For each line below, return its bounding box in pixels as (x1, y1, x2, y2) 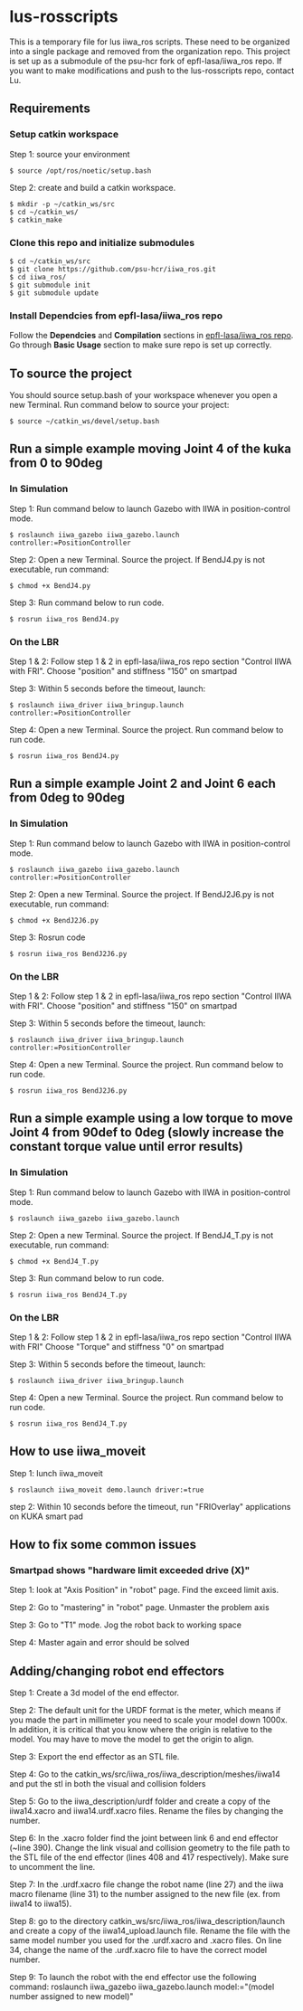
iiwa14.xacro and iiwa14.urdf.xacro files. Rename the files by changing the (9, 1806, 284, 1817)
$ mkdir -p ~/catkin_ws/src (9, 199, 116, 209)
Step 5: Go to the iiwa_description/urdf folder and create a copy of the (9, 1796, 271, 1807)
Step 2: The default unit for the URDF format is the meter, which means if (9, 1705, 281, 1716)
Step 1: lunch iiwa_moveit (9, 1467, 103, 1478)
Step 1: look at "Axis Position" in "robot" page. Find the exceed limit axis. (9, 1585, 279, 1596)
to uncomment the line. (9, 1862, 96, 1873)
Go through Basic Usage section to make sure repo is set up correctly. (9, 339, 272, 350)
